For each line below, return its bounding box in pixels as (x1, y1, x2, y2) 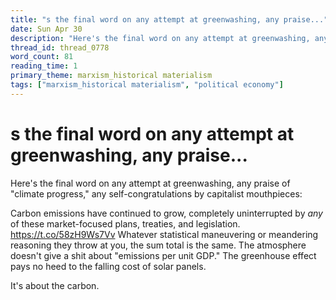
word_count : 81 (10, 52, 74, 62)
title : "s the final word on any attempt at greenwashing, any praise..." (10, 14, 329, 25)
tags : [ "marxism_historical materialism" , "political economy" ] (10, 80, 284, 90)
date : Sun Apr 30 (10, 24, 83, 34)
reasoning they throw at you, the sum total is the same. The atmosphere (10, 239, 307, 251)
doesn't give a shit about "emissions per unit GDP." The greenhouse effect (10, 249, 317, 261)
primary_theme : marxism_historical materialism (10, 71, 213, 81)
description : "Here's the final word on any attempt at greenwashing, (10, 33, 311, 43)
